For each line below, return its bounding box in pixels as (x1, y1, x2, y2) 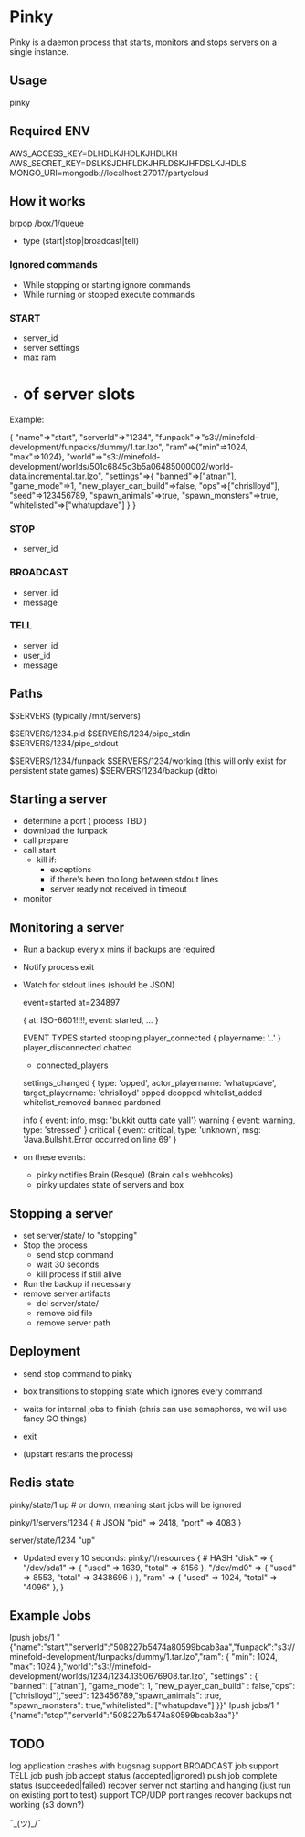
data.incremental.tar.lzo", (9, 470, 103, 481)
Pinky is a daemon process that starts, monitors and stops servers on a (9, 37, 277, 48)
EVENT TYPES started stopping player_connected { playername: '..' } (22, 1032, 281, 1043)
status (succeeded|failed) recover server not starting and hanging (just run (9, 1779, 291, 1791)
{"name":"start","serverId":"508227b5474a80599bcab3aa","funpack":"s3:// (9, 1642, 295, 1652)
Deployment (9, 1344, 81, 1359)
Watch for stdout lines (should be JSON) (22, 979, 175, 990)
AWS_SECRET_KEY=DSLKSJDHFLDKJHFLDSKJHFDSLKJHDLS (9, 157, 247, 168)
